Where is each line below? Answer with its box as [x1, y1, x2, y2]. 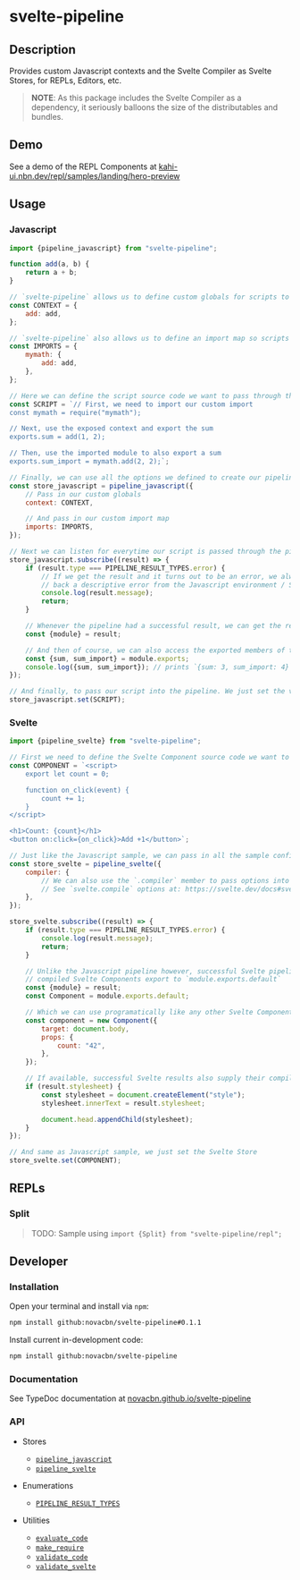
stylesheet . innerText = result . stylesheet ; [41, 1099, 205, 1108]
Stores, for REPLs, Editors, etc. [9, 75, 122, 86]
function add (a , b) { [9, 259, 90, 269]
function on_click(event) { [25, 786, 129, 794]
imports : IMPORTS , [25, 522, 94, 531]
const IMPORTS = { [9, 342, 78, 351]
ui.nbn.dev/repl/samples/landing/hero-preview [9, 170, 180, 181]
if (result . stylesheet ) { [25, 1083, 122, 1092]
